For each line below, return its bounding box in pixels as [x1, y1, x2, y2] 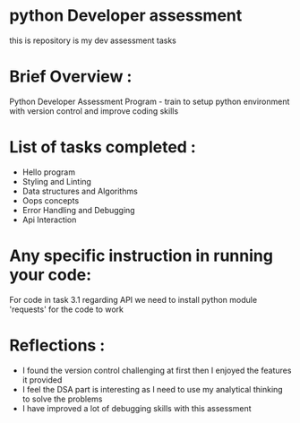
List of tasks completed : [9, 137, 197, 158]
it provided [21, 374, 63, 385]
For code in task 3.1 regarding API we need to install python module [9, 294, 258, 305]
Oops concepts [21, 194, 80, 206]
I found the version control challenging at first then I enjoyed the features [21, 365, 292, 376]
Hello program [21, 167, 76, 177]
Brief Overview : [9, 66, 133, 87]
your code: [9, 265, 92, 285]
